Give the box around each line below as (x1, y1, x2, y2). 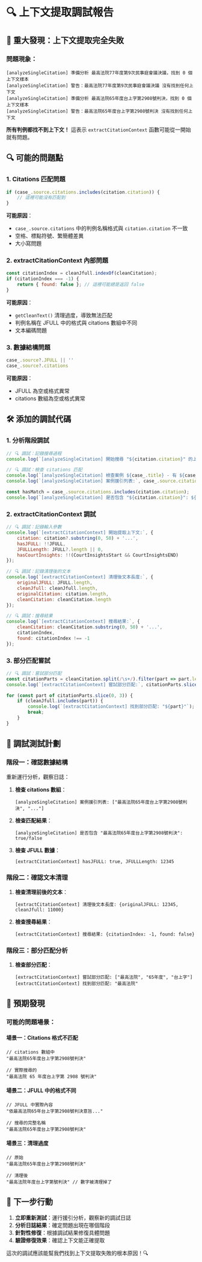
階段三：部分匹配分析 (6, 946, 68, 955)
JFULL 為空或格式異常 (14, 387, 70, 395)
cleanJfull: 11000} (14, 907, 64, 913)
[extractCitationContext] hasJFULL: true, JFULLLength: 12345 (14, 858, 174, 864)
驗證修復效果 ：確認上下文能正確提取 (14, 1236, 105, 1244)
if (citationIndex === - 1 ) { (6, 276, 79, 282)
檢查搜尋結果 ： (14, 918, 52, 925)
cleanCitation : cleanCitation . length (17, 596, 112, 602)
